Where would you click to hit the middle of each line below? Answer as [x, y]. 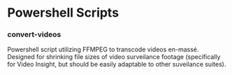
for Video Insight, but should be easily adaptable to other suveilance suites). [117, 65]
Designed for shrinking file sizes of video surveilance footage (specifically [114, 57]
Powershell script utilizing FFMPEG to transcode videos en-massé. [103, 49]
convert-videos [34, 35]
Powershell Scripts [63, 13]
